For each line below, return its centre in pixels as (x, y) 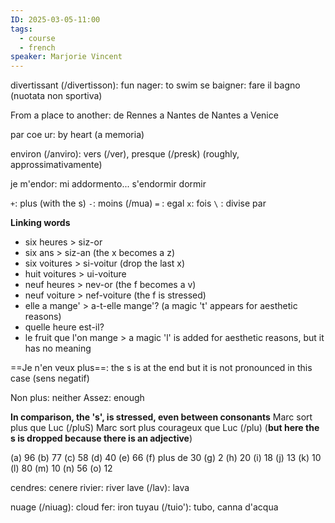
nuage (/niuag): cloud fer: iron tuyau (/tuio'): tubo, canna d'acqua (144, 507)
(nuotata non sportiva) (56, 96)
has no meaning (58, 348)
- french (37, 47)
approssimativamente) (56, 165)
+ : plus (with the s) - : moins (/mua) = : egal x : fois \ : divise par (138, 203)
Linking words (40, 223)
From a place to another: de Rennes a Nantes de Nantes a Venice (144, 115)
